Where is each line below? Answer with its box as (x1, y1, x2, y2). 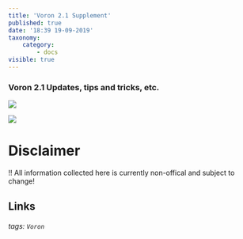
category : (22, 41, 55, 49)
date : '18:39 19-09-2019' (8, 26, 93, 34)
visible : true (8, 56, 55, 64)
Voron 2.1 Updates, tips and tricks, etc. (8, 82, 160, 93)
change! (8, 176, 36, 186)
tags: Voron (8, 222, 45, 231)
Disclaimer (8, 142, 81, 160)
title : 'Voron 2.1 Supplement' (8, 11, 112, 20)
